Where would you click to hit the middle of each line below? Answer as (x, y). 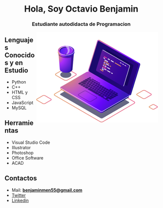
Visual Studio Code (31, 142)
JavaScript (22, 103)
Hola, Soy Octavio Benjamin (81, 9)
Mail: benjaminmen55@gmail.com (47, 190)
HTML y (19, 92)
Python (19, 82)
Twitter (19, 195)
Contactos (21, 178)
